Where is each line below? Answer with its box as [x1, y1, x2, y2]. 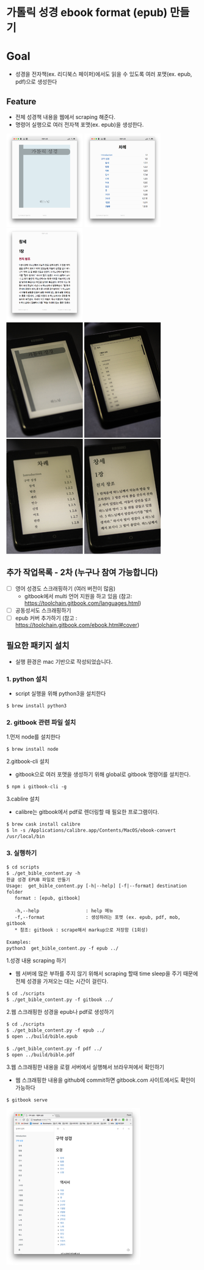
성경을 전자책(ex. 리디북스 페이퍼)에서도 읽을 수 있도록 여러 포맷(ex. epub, [15, 70, 192, 78]
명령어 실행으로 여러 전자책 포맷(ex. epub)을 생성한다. [15, 121, 144, 128]
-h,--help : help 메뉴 [14, 908, 114, 914]
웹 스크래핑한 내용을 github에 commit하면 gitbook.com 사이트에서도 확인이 [15, 1076, 195, 1084]
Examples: [6, 939, 32, 945]
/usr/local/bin [6, 834, 45, 840]
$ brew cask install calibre [6, 821, 81, 827]
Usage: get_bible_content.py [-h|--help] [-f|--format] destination [6, 883, 188, 889]
